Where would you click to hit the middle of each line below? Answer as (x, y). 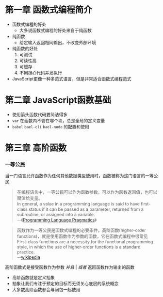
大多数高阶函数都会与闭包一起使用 (46, 290)
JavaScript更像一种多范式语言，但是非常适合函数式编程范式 (72, 78)
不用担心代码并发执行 (41, 73)
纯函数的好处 (25, 48)
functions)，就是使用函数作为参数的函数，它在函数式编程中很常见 (82, 236)
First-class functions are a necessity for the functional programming (85, 242)
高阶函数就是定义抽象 (33, 278)
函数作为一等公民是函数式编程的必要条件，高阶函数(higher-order (81, 230)
